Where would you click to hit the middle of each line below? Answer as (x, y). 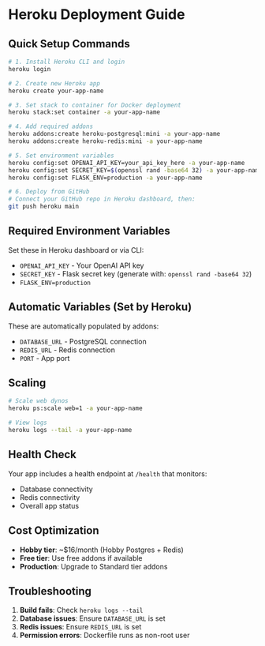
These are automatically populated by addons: (84, 326)
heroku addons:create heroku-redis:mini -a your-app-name (105, 141)
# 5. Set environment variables (61, 156)
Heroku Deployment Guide (97, 15)
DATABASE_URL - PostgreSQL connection (83, 341)
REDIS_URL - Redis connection (67, 350)
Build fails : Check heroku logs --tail (81, 610)
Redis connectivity (50, 497)
